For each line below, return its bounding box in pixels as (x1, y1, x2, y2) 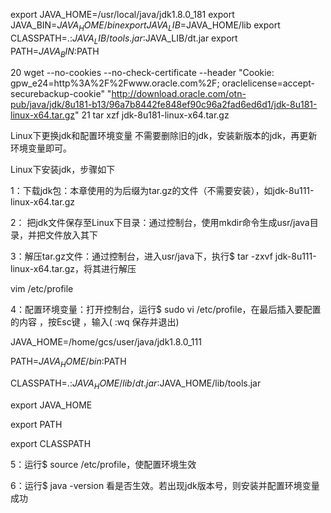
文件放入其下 (44, 229, 98, 241)
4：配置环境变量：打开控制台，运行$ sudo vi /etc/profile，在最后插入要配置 (10, 304, 322, 316)
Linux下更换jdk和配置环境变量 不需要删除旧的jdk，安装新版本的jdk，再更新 (10, 130, 318, 142)
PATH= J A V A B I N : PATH (10, 45, 100, 59)
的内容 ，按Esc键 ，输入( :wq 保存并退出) (10, 316, 180, 328)
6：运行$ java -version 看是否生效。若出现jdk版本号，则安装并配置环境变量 (10, 479, 320, 491)
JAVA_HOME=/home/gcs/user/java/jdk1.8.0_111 (10, 336, 202, 348)
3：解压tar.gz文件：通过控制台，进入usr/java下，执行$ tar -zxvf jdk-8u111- (10, 250, 317, 263)
